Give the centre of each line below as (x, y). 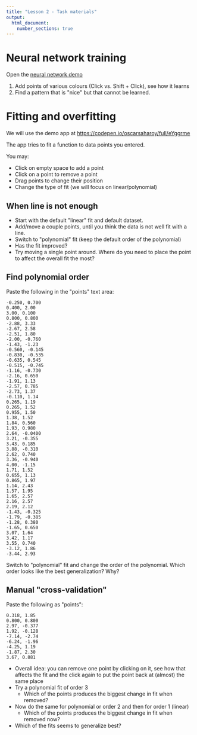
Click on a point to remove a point (56, 175)
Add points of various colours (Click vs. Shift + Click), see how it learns (102, 86)
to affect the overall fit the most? (55, 258)
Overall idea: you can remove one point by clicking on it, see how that (100, 668)
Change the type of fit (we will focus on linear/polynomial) (86, 187)
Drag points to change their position (59, 181)
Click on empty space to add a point (59, 168)
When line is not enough (52, 206)
